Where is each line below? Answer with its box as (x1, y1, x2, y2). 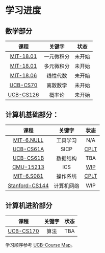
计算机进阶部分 (5, 201, 52, 210)
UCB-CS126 (8, 91, 39, 98)
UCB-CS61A (12, 145, 44, 153)
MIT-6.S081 (13, 172, 44, 179)
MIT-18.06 (10, 72, 37, 79)
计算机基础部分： (5, 111, 59, 119)
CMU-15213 (12, 163, 45, 171)
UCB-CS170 (8, 227, 39, 235)
